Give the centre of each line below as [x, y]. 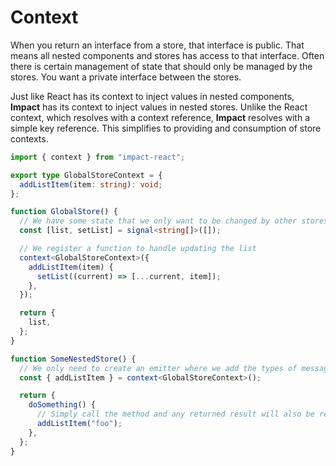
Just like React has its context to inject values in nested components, [152, 96]
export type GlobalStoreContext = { [86, 175]
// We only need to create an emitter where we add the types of [158, 368]
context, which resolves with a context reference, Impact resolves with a [160, 117]
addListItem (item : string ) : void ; [91, 184]
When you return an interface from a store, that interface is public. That [157, 45]
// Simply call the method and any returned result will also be [175, 414]
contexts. [29, 138]
